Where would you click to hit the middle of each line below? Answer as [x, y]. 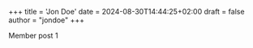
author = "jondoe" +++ [47, 20]
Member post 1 [33, 36]
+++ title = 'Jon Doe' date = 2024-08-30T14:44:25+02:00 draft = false [126, 12]
